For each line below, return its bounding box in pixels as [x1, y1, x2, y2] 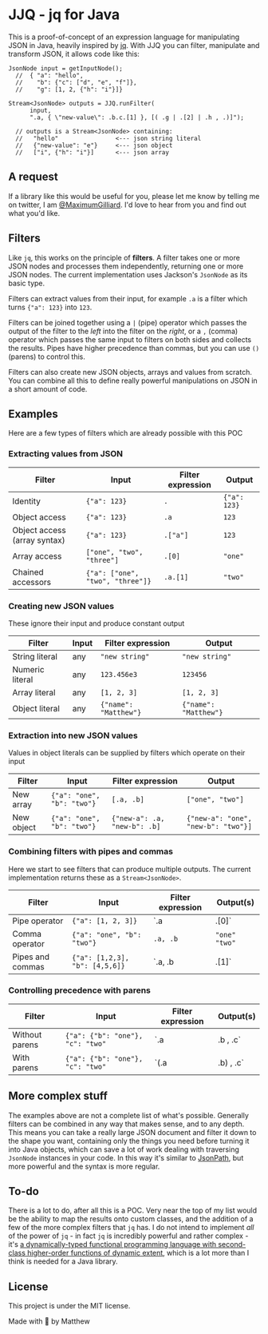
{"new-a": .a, [111, 814, 165, 823]
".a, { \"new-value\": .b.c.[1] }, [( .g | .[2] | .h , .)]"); [29, 113, 245, 121]
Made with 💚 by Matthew [8, 1316, 90, 1326]
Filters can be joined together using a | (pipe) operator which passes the [8, 317, 247, 327]
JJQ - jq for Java [8, 6, 120, 24]
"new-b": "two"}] [186, 822, 253, 831]
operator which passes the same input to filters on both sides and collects [8, 334, 252, 344]
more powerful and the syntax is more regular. [8, 1161, 160, 1171]
